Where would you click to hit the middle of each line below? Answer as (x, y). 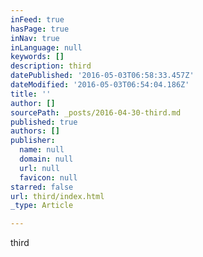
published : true (44, 122)
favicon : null (48, 177)
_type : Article (42, 206)
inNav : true (35, 38)
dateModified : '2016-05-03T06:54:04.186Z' (100, 85)
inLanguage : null (46, 47)
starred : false (42, 187)
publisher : (33, 141)
